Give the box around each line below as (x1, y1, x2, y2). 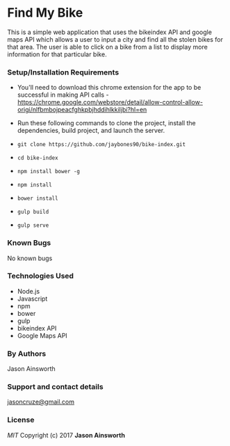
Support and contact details (7, 382, 104, 392)
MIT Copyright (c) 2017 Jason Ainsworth (7, 431, 125, 439)
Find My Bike (7, 5, 83, 21)
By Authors (7, 349, 47, 358)
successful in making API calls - (17, 90, 109, 99)
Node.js (17, 287, 40, 295)
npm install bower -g (17, 168, 80, 175)
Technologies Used (7, 271, 74, 281)
